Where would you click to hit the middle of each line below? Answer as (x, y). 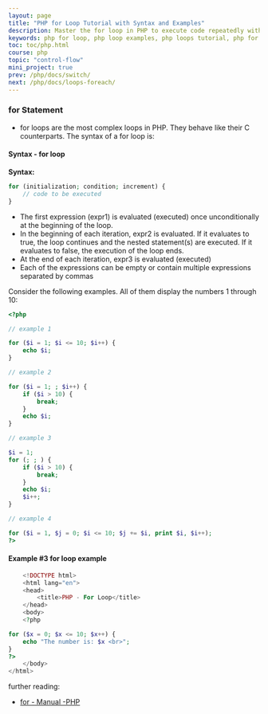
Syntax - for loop (37, 154)
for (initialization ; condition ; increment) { (87, 186)
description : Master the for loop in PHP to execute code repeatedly (126, 30)
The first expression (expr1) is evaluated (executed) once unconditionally (139, 217)
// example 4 (30, 519)
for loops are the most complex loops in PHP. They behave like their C (134, 127)
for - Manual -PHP (50, 702)
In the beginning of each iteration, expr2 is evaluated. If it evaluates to (134, 233)
